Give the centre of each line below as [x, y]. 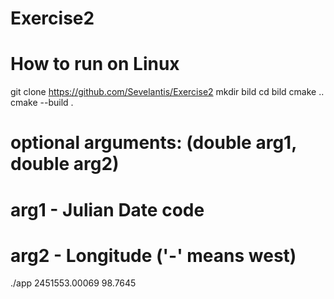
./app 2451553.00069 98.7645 [73, 283]
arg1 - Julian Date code [107, 209]
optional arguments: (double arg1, [153, 143]
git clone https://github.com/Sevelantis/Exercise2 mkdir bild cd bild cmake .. [167, 92]
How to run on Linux [95, 64]
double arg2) [65, 164]
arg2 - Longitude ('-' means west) [153, 255]
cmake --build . [42, 103]
